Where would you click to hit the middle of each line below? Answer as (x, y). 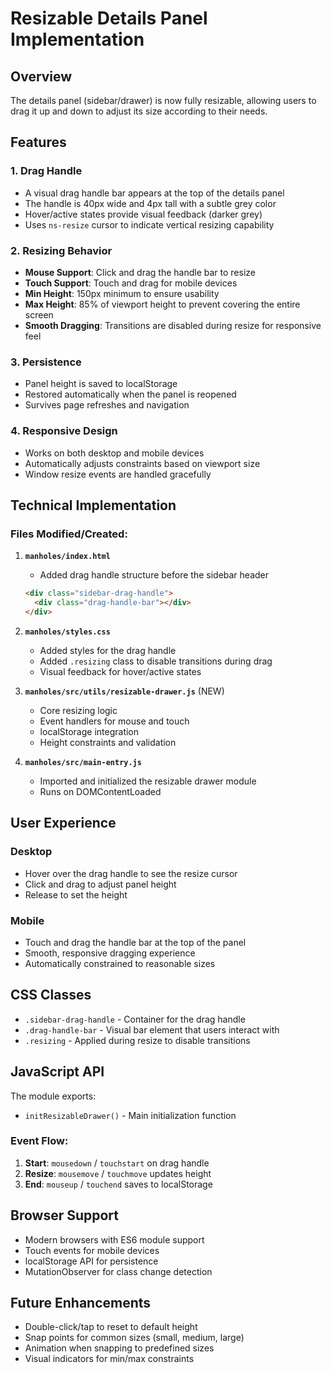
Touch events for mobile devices (92, 1250)
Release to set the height (76, 894)
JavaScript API (57, 1072)
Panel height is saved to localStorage (101, 384)
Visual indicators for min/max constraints (109, 1359)
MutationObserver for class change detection (118, 1271)
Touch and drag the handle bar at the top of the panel (135, 942)
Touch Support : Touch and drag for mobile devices (131, 283)
